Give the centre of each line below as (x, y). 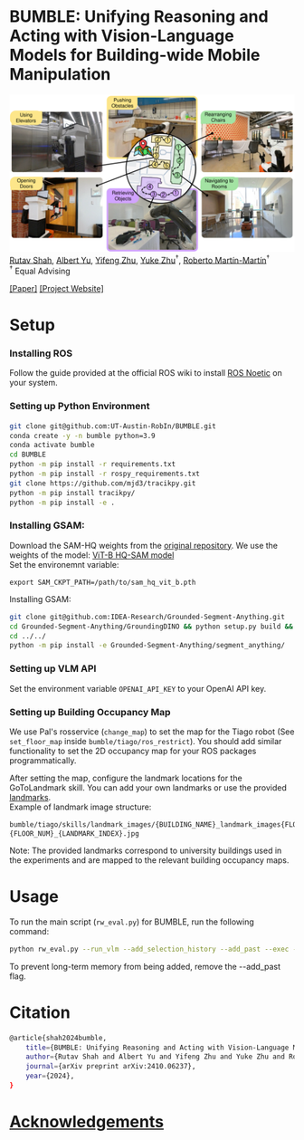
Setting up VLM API (53, 669)
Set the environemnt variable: (64, 564)
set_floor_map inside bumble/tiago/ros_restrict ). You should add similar (146, 741)
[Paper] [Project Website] (57, 288)
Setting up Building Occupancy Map (90, 712)
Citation (40, 1012)
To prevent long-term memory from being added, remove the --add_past (145, 966)
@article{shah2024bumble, (58, 1038)
